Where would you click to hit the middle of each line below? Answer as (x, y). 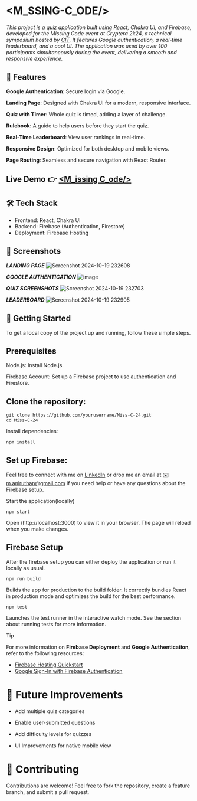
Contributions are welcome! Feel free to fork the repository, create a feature (98, 786)
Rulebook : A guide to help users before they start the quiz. (78, 126)
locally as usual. (26, 568)
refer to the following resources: (45, 653)
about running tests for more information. (56, 624)
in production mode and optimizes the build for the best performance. (91, 596)
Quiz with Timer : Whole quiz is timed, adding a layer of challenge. (86, 114)
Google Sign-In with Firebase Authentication (68, 671)
